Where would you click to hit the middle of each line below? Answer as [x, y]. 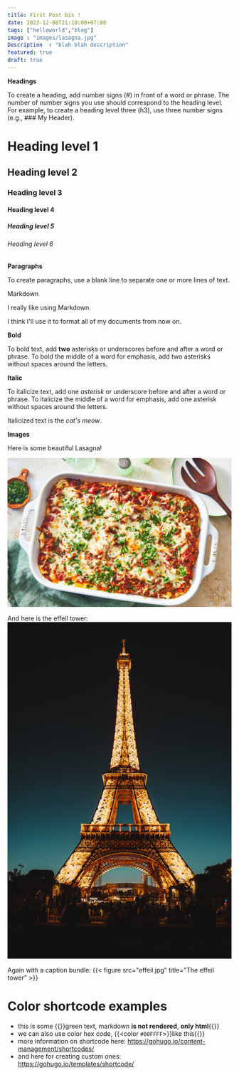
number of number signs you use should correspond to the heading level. [115, 102]
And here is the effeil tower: [48, 618]
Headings [22, 81]
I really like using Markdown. [49, 307]
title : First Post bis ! [44, 15]
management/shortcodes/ [56, 1049]
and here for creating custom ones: [69, 1056]
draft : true [25, 60]
